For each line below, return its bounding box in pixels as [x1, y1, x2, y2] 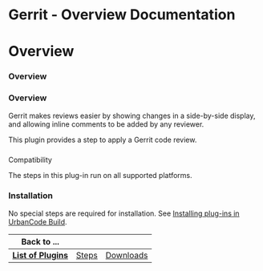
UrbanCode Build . [8, 216, 67, 226]
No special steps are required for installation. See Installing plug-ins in [8, 208, 240, 218]
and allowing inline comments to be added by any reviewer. [8, 119, 204, 129]
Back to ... [21, 236, 60, 247]
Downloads [105, 249, 148, 261]
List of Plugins [12, 249, 69, 261]
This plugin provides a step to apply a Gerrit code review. [8, 135, 197, 144]
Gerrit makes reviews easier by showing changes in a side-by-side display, [8, 111, 256, 120]
